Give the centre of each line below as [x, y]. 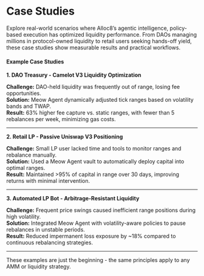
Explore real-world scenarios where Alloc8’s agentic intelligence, [87, 28]
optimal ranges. [26, 168]
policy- [178, 28]
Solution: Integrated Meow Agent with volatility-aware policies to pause [96, 223]
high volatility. [24, 217]
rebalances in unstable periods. [46, 230]
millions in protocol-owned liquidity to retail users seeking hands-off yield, [99, 41]
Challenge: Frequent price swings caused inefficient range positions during [101, 210]
